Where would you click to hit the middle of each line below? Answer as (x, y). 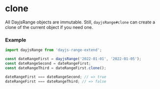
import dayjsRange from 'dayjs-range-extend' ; (53, 50)
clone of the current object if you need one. (49, 27)
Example (16, 40)
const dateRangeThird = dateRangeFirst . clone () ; (56, 68)
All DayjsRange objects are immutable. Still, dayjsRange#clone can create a (80, 22)
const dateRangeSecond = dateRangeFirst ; (48, 63)
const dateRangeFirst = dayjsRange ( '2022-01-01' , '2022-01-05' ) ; (73, 59)
